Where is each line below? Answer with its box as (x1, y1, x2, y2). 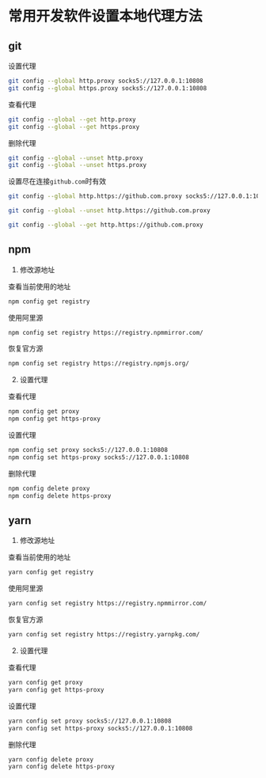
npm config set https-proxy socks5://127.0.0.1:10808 (8, 453, 190, 461)
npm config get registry (8, 298, 90, 306)
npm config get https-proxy (8, 415, 101, 423)
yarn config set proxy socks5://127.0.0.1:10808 (8, 717, 172, 725)
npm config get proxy (8, 408, 80, 416)
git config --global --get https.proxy (8, 123, 140, 131)
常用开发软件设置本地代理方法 (8, 7, 203, 25)
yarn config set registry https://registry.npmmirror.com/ (8, 599, 207, 608)
